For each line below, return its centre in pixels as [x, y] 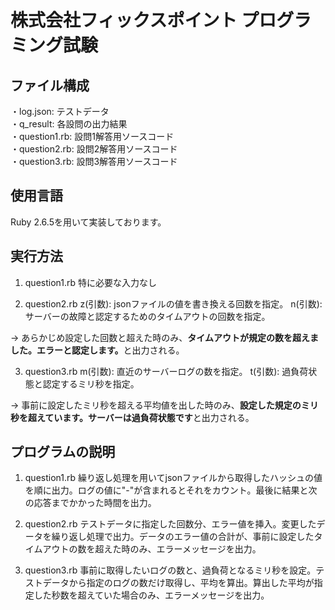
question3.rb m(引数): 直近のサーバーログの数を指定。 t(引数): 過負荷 [166, 371]
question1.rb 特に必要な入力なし [91, 282]
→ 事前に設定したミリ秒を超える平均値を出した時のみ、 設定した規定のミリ [164, 405]
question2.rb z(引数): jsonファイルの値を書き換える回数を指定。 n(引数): [173, 303]
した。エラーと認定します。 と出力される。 [97, 350]
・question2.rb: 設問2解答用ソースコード [94, 149]
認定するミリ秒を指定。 [91, 383]
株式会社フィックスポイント [124, 20]
